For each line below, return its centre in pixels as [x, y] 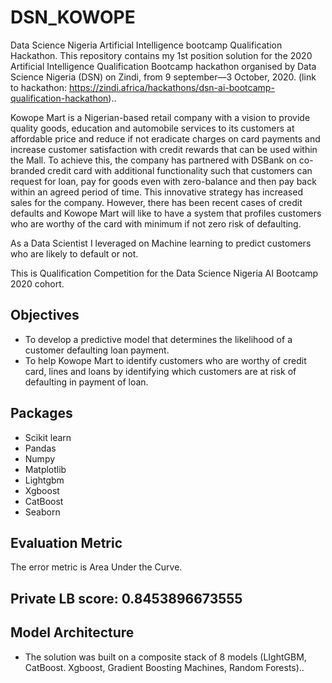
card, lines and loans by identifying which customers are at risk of [160, 371]
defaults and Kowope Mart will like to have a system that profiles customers [166, 213]
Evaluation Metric [66, 542]
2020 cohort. [37, 283]
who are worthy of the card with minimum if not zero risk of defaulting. [156, 223]
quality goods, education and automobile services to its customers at [152, 128]
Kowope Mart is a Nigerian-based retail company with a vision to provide [160, 117]
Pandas [40, 448]
